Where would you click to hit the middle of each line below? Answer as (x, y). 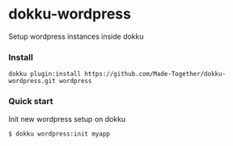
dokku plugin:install (45, 74)
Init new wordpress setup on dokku (67, 119)
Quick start (31, 102)
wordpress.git (32, 81)
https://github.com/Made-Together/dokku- (155, 74)
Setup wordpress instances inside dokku (76, 36)
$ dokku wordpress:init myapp (59, 134)
